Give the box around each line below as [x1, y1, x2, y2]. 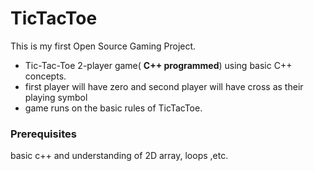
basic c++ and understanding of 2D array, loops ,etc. [10, 150, 229, 162]
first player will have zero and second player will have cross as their [24, 80, 304, 92]
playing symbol [24, 91, 88, 103]
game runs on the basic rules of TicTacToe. [24, 102, 203, 114]
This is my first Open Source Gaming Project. [10, 40, 197, 52]
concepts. [24, 70, 67, 82]
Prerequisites [10, 127, 77, 141]
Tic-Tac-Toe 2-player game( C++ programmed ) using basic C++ [24, 59, 293, 71]
